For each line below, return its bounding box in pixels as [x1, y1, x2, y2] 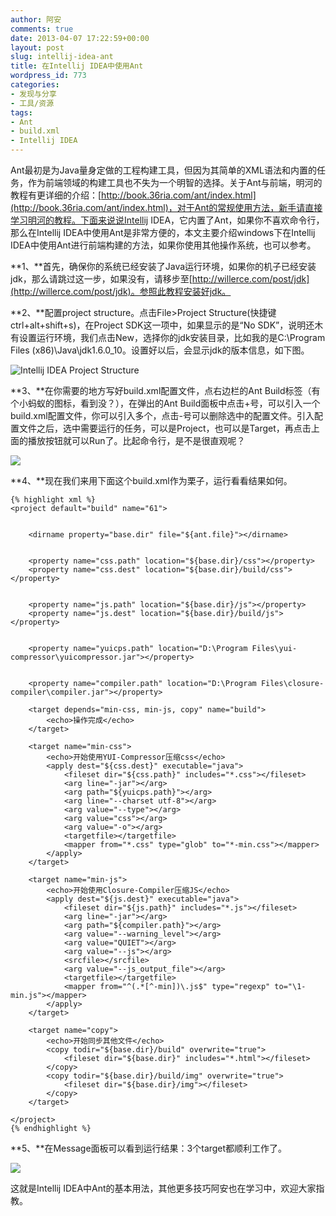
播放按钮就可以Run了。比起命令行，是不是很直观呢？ [27, 435, 246, 446]
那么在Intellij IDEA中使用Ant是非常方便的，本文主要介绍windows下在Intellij [10, 227, 316, 238]
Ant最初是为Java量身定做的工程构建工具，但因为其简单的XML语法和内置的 [10, 164, 317, 176]
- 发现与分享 [10, 89, 57, 99]
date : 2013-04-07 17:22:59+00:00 [10, 33, 150, 43]
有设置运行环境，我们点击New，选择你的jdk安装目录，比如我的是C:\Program [10, 332, 326, 343]
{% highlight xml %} [10, 495, 97, 505]
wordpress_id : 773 [10, 71, 87, 81]
